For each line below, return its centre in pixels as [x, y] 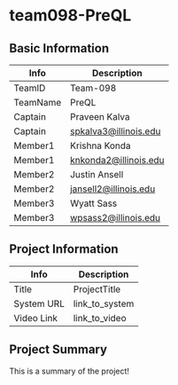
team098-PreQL [70, 16]
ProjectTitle [97, 289]
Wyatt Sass [93, 203]
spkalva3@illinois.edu [115, 131]
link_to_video [100, 318]
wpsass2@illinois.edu [115, 218]
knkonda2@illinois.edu [117, 160]
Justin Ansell [97, 174]
